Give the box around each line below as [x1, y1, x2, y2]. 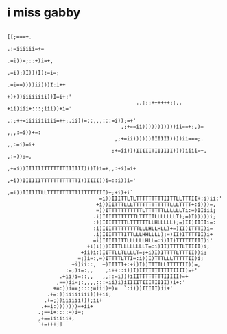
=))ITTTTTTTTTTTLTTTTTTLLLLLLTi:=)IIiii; [95, 207, 216, 214]
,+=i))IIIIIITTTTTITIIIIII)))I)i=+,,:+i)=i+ [7, 165, 136, 172]
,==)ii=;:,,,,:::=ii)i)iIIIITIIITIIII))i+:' [56, 279, 186, 285]
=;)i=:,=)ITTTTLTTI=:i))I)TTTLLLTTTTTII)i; [77, 255, 204, 261]
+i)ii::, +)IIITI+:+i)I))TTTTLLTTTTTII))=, [71, 261, 201, 268]
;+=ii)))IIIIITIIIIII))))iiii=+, [111, 147, 207, 154]
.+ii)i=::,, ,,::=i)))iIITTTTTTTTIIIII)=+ [59, 272, 189, 280]
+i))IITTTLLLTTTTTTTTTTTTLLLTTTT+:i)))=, [95, 201, 216, 208]
